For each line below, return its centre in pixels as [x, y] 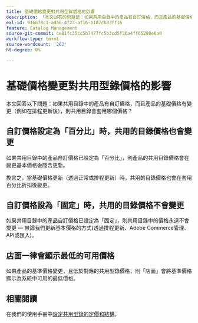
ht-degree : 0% [24, 50]
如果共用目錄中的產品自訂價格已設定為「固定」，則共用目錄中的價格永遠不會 [98, 220]
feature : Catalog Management [42, 28]
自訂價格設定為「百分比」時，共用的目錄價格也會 [95, 131]
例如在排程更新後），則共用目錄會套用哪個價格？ [74, 111]
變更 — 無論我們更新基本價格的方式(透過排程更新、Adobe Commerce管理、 [98, 228]
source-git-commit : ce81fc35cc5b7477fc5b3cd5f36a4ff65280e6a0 [84, 34]
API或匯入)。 [22, 235]
